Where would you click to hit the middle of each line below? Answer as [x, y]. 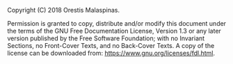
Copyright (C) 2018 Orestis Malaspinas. [64, 10]
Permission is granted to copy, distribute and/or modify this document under [117, 23]
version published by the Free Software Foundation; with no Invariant [106, 38]
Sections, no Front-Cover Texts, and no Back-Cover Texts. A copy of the [111, 46]
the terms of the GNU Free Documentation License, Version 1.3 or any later [114, 31]
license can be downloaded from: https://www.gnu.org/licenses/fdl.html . [111, 53]
